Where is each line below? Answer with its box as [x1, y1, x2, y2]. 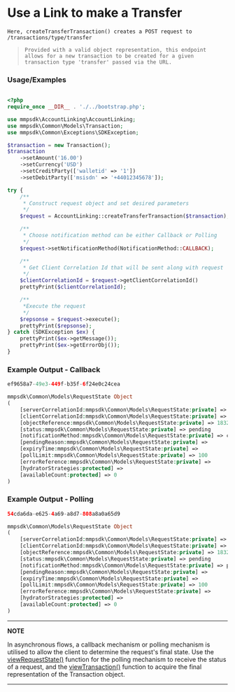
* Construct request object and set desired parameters [22, 199, 190, 207]
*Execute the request [22, 302, 86, 309]
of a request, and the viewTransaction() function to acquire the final [7, 663, 202, 671]
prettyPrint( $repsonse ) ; [20, 322, 92, 330]
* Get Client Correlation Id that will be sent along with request [22, 264, 224, 271]
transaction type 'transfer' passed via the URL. [24, 58, 173, 66]
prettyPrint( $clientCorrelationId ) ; [20, 283, 127, 291]
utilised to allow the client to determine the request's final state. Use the [7, 647, 215, 656]
